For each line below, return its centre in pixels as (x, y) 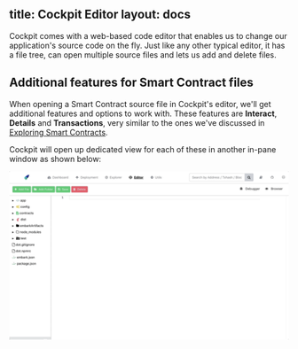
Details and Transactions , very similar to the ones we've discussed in (137, 122)
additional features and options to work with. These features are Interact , (143, 113)
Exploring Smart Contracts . (59, 132)
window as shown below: (55, 159)
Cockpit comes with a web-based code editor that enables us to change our (149, 35)
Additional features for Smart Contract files (132, 83)
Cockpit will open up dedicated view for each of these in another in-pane (143, 149)
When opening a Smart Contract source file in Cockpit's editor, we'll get (141, 104)
